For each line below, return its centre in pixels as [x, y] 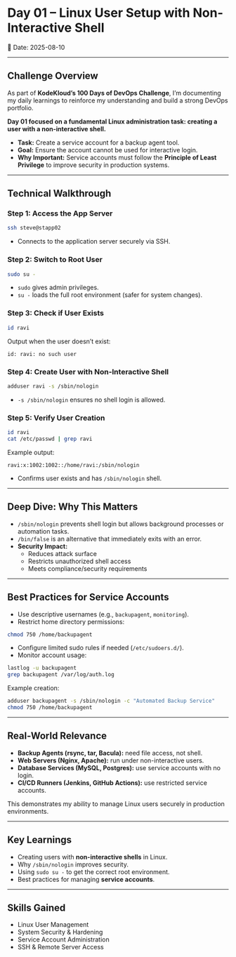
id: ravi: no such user [42, 354]
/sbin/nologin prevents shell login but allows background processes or [120, 524]
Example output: [31, 452]
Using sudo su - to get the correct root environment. [93, 871]
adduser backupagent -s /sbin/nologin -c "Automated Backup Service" [111, 701]
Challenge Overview [53, 76]
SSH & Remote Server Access [60, 947]
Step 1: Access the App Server [60, 213]
